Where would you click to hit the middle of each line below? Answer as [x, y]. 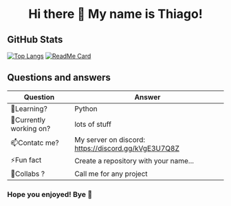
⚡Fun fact [26, 160]
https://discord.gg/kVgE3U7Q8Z [127, 148]
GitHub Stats [35, 40]
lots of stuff [93, 124]
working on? [31, 128]
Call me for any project [111, 174]
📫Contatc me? [35, 143]
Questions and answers [59, 78]
